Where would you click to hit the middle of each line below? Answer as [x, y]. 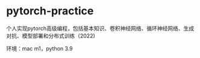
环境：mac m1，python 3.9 [40, 48]
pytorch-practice [50, 11]
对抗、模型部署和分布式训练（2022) [51, 36]
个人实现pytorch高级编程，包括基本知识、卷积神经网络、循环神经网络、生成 [100, 28]
